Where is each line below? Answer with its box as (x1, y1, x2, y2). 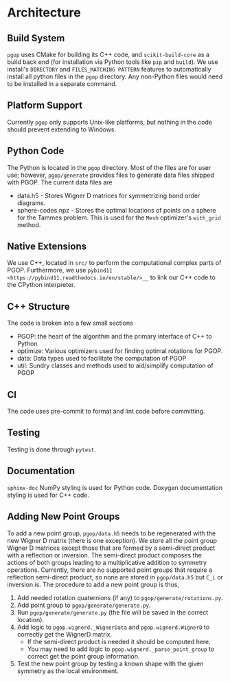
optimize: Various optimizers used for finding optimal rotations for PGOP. (16, 347, 223, 355)
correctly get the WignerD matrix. (16, 630, 112, 638)
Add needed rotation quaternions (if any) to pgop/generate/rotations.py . (16, 593, 223, 601)
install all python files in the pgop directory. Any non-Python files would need (7, 72, 223, 81)
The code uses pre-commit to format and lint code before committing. (7, 407, 205, 416)
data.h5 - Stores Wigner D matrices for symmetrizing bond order (16, 191, 200, 200)
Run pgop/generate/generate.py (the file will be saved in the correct (16, 608, 209, 617)
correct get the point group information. (27, 652, 140, 660)
